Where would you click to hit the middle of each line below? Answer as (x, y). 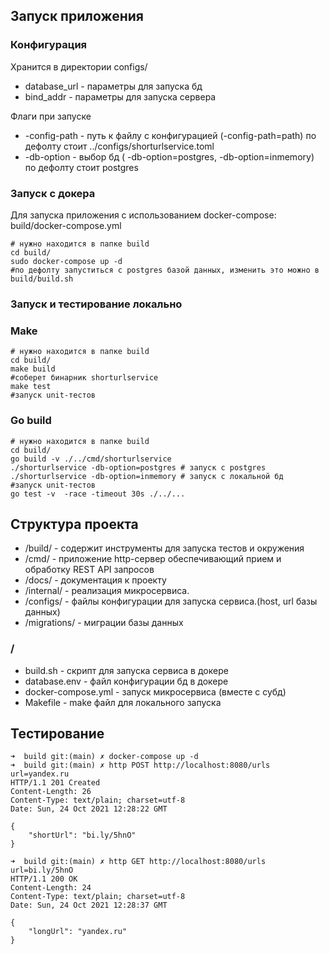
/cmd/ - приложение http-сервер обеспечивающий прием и (153, 559)
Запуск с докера (53, 193)
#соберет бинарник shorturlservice (84, 378)
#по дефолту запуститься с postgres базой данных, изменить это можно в (165, 270)
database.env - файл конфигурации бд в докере (126, 681)
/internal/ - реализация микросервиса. (107, 591)
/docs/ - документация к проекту (95, 580)
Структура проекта (74, 524)
